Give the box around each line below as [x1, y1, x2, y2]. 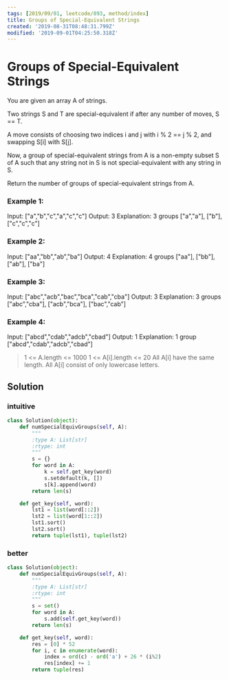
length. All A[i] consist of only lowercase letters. [23, 361, 160, 369]
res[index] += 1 [43, 660, 91, 667]
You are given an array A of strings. [7, 97, 108, 105]
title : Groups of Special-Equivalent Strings [7, 17, 140, 23]
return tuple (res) [32, 666, 85, 673]
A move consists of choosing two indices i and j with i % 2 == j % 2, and [7, 130, 212, 139]
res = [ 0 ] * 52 [32, 641, 76, 648]
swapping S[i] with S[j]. [7, 138, 74, 146]
